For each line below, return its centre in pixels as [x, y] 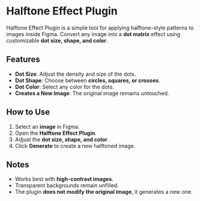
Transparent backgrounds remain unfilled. [67, 185]
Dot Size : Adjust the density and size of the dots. [75, 74]
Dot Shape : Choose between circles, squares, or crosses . [87, 80]
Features [23, 59]
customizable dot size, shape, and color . [57, 40]
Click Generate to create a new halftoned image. [75, 146]
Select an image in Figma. [47, 126]
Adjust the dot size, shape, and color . [62, 139]
